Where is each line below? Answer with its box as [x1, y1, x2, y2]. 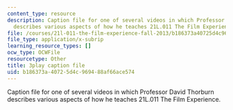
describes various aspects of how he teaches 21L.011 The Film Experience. [7, 95, 221, 103]
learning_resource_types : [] [7, 42, 92, 49]
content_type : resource [7, 10, 76, 17]
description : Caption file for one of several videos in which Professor [7, 17, 225, 24]
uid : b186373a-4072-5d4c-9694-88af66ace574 [7, 68, 135, 75]
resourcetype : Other [7, 56, 67, 63]
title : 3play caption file [7, 62, 85, 69]
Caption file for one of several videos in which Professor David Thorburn [7, 88, 215, 96]
